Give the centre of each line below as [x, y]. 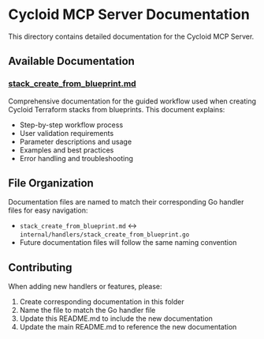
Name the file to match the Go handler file [87, 311]
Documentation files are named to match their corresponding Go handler [126, 202]
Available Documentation [72, 61]
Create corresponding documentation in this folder [102, 302]
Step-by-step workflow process [71, 125]
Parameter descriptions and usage [76, 141]
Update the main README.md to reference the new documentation [128, 327]
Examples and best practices [67, 150]
